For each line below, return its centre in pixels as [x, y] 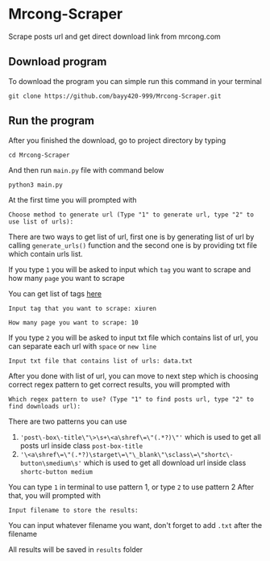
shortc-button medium [56, 472]
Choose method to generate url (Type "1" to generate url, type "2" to [131, 215]
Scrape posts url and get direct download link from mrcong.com [115, 36]
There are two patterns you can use [68, 421]
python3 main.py [35, 185]
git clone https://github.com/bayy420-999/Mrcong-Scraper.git [115, 96]
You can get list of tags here [55, 293]
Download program [58, 62]
